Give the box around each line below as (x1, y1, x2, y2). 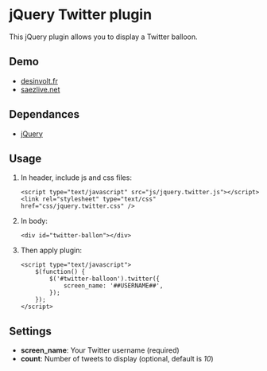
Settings (9, 324, 52, 338)
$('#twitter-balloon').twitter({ (49, 275, 160, 283)
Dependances (9, 107, 80, 121)
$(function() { (35, 268, 86, 276)
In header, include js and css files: (20, 173, 132, 182)
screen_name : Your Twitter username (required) (20, 346, 180, 355)
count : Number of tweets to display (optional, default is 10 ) (20, 354, 214, 364)
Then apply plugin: (20, 245, 83, 256)
